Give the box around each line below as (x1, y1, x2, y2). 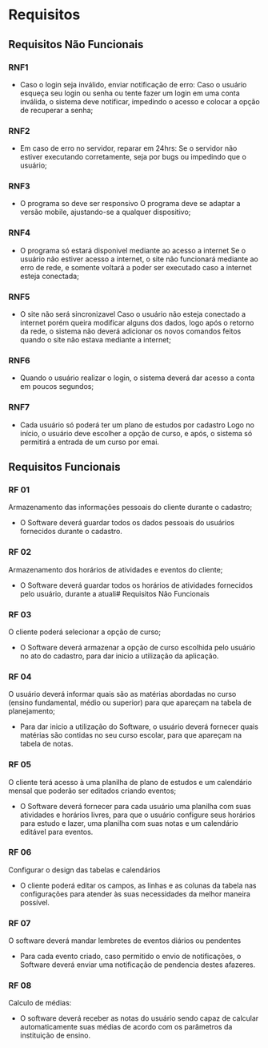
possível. (19, 897, 50, 907)
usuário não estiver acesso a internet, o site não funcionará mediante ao (19, 254, 258, 264)
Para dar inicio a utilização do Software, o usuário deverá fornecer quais (19, 722, 258, 731)
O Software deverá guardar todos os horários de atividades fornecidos (19, 580, 254, 590)
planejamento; (8, 706, 56, 716)
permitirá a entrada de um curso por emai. (19, 437, 160, 447)
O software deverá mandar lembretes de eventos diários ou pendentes (8, 936, 242, 945)
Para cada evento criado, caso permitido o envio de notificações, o (19, 952, 242, 961)
